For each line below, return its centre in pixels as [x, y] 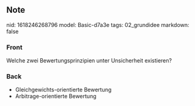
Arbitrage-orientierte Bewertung [56, 96]
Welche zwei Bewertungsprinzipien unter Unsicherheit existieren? [89, 61]
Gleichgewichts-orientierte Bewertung [63, 90]
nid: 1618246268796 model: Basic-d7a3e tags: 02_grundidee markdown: [98, 25]
